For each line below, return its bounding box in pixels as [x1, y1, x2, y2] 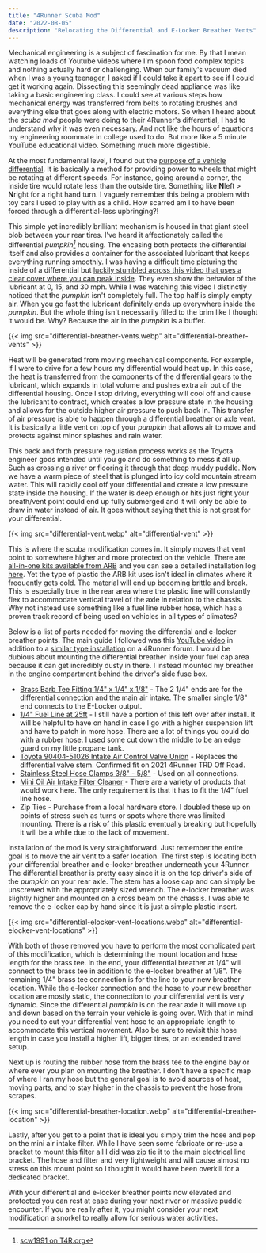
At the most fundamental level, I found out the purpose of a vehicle [8, 156, 226, 166]
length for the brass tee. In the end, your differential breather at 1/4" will [8, 958, 242, 968]
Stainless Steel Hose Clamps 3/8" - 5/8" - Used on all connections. [19, 769, 239, 778]
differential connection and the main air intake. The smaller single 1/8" [19, 693, 248, 702]
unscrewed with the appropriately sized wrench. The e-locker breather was [8, 885, 255, 895]
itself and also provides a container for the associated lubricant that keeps [8, 249, 251, 258]
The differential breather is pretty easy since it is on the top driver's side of [8, 869, 253, 878]
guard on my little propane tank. [19, 743, 124, 753]
